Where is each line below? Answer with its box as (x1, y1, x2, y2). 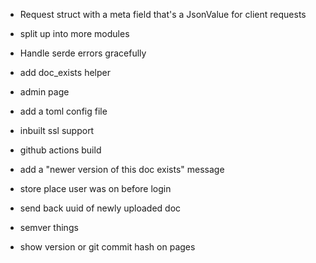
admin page (19, 86, 70, 98)
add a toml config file (19, 105, 108, 117)
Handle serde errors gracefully (19, 47, 147, 59)
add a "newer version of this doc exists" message (19, 164, 225, 175)
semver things (19, 222, 79, 233)
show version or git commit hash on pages (19, 241, 196, 253)
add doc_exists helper (19, 67, 111, 78)
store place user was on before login (19, 183, 172, 194)
